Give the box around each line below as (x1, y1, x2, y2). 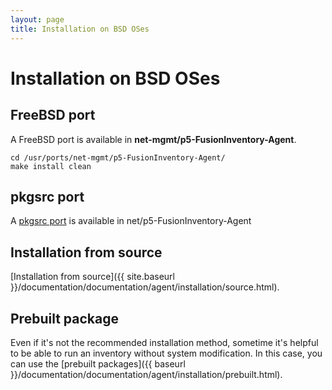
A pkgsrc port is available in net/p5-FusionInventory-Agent (10, 215, 252, 227)
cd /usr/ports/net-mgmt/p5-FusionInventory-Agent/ (10, 152, 226, 163)
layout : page (10, 14, 65, 25)
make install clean (10, 161, 92, 171)
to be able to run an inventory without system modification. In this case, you (10, 347, 323, 359)
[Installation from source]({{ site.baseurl (10, 271, 175, 283)
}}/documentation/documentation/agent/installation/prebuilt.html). (10, 368, 283, 380)
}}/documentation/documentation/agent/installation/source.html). (10, 281, 280, 293)
